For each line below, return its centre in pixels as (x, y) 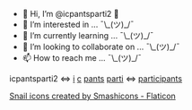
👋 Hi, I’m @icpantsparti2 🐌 (70, 14)
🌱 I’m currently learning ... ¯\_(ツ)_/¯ (88, 35)
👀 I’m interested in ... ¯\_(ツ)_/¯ (78, 24)
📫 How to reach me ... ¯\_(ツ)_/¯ (82, 58)
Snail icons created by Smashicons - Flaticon (93, 96)
